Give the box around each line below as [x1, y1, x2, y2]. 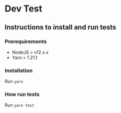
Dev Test [5, 3, 42, 14]
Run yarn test [5, 102, 35, 108]
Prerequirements [5, 38, 47, 45]
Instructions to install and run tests [5, 23, 116, 31]
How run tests [5, 91, 40, 98]
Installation [5, 67, 33, 74]
